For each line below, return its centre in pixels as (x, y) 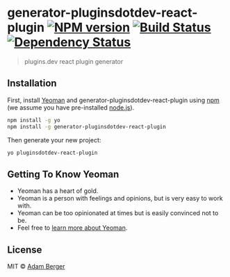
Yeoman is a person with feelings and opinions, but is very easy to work (120, 199)
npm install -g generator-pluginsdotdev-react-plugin (87, 126)
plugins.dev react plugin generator (74, 61)
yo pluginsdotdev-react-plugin (52, 153)
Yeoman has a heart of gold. (58, 191)
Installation (32, 84)
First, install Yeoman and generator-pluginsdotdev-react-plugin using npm (114, 100)
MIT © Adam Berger (36, 266)
